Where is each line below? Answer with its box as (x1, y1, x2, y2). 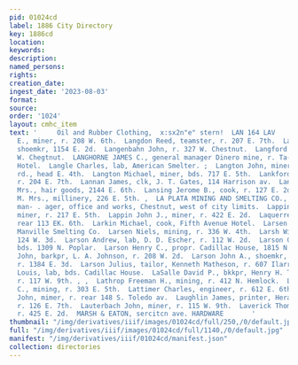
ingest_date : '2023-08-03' (9, 87, 109, 96)
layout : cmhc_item (9, 120, 77, 129)
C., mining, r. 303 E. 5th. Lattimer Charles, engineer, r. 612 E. (17, 284, 276, 293)
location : (9, 37, 46, 47)
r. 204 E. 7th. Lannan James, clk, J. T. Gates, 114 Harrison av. (17, 178, 272, 187)
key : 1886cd (9, 29, 53, 38)
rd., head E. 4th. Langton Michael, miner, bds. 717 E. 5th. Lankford (17, 169, 292, 178)
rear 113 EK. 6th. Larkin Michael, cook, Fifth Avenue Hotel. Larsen (17, 219, 288, 228)
